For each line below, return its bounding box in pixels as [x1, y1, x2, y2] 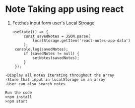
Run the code [5, 90, 32, 95]
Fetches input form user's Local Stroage [12, 20, 95, 26]
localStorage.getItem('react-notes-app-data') [32, 38, 131, 43]
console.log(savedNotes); [14, 47, 68, 52]
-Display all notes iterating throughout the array [5, 73, 114, 78]
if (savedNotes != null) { [23, 51, 79, 56]
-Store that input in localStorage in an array [5, 77, 106, 82]
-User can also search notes [5, 81, 66, 86]
